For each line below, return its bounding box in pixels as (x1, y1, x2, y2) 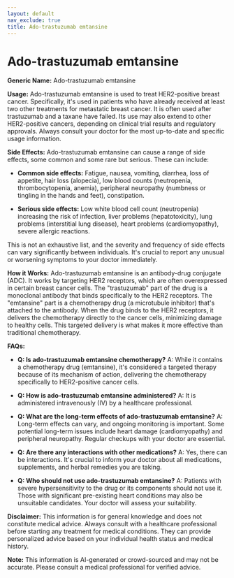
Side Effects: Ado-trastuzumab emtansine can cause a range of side (7, 148, 206, 157)
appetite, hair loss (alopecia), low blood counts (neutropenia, (17, 176, 193, 185)
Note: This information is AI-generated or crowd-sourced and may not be (7, 556, 219, 564)
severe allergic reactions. (17, 227, 90, 236)
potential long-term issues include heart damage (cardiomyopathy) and (17, 427, 224, 435)
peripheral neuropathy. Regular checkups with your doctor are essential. (17, 435, 226, 443)
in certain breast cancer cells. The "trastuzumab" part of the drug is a (7, 284, 208, 292)
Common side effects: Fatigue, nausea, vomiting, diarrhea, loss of (17, 169, 210, 178)
